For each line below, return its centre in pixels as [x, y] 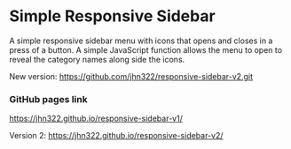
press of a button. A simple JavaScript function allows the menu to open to [145, 49]
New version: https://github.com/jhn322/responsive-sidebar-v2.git [131, 76]
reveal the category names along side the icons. [97, 59]
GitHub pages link [48, 99]
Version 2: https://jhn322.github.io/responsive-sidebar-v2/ [116, 136]
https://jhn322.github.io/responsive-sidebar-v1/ [96, 119]
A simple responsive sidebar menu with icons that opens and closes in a [141, 41]
